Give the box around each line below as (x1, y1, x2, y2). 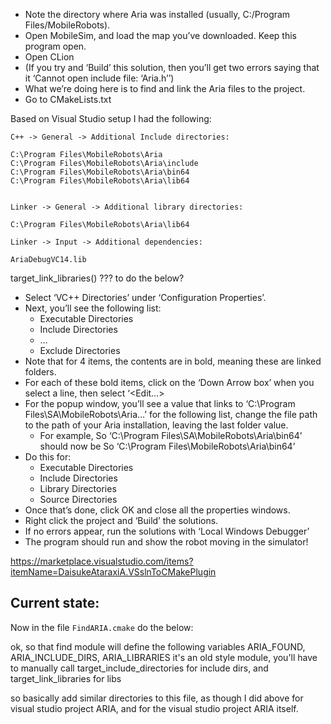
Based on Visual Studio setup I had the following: (10, 113, 212, 124)
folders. (24, 366, 57, 378)
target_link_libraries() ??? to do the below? (10, 272, 185, 284)
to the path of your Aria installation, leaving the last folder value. (24, 419, 289, 431)
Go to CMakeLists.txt (24, 94, 112, 105)
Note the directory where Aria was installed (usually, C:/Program (24, 9, 291, 20)
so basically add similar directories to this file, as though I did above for (10, 692, 304, 704)
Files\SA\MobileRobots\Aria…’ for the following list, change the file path (24, 409, 318, 420)
